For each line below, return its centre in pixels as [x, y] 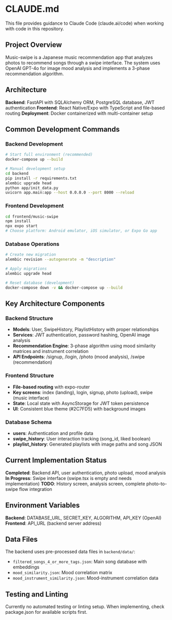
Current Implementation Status [56, 460]
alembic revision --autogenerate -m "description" [61, 260]
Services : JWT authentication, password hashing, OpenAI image [81, 335]
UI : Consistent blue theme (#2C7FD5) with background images [79, 409]
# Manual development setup [35, 169]
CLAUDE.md [32, 9]
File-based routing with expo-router [51, 387]
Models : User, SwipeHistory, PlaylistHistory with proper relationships [86, 329]
